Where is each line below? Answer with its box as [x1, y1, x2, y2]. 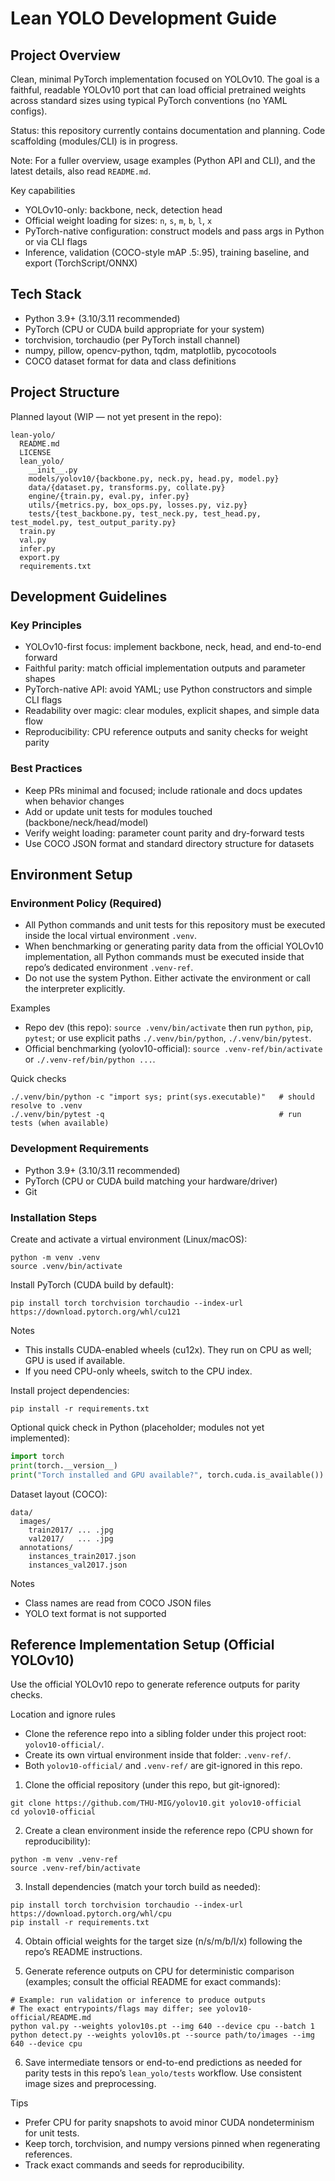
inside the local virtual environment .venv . [24, 930, 198, 942]
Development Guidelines [10, 588, 168, 606]
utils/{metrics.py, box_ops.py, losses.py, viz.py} [28, 500, 248, 510]
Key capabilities [10, 185, 76, 196]
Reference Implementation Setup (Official [10, 1636, 275, 1653]
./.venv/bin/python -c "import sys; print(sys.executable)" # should [10, 1092, 315, 1102]
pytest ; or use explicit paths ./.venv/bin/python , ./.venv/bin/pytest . [24, 1032, 312, 1044]
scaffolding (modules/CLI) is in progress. [10, 135, 178, 147]
